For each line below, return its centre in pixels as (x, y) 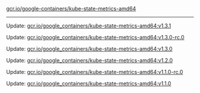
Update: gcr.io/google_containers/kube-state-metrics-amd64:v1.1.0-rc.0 (95, 72)
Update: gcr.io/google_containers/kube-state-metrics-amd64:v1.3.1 (89, 26)
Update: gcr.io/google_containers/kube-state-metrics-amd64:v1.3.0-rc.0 (95, 37)
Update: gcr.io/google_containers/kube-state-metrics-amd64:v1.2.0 (90, 60)
